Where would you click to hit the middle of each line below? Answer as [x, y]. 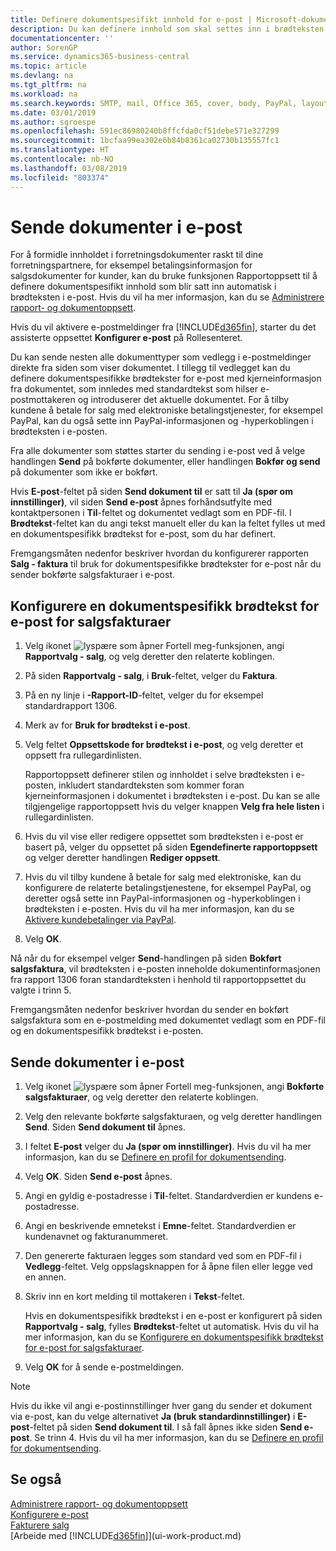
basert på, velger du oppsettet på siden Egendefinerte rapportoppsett [171, 847]
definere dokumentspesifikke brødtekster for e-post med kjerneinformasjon [166, 378]
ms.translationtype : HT [60, 150]
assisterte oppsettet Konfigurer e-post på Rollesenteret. [126, 338]
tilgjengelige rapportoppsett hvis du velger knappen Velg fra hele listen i [174, 807]
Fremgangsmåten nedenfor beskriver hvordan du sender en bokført [149, 1010]
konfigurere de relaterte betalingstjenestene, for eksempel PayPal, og [168, 888]
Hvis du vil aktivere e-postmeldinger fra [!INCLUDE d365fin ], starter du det [163, 327]
